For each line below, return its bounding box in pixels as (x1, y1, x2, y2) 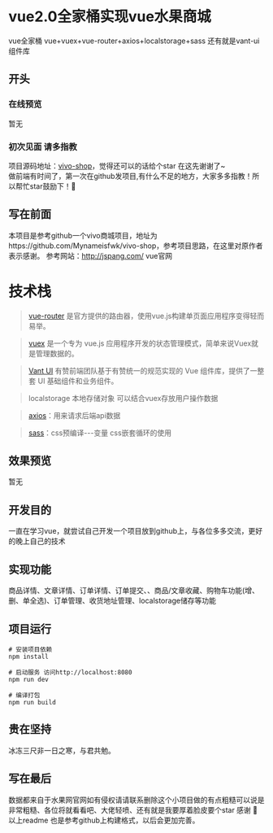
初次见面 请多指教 (8, 141, 77, 152)
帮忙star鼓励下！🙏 (15, 181, 76, 191)
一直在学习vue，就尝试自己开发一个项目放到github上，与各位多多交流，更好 (8, 526, 262, 536)
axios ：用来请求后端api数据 (28, 410, 121, 420)
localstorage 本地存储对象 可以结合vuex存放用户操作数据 (28, 393, 219, 403)
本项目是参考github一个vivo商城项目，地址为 (8, 230, 158, 240)
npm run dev (8, 675, 49, 683)
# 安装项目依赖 (8, 645, 53, 653)
